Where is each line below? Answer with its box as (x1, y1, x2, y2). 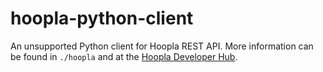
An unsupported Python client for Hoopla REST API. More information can (10, 40, 314, 52)
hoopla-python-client (10, 7, 194, 30)
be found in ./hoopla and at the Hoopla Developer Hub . (10, 50, 238, 62)
